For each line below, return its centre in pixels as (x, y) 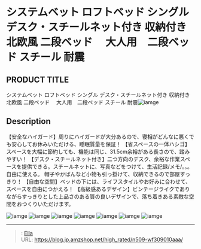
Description (28, 121)
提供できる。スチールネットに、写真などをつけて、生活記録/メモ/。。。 (107, 166)
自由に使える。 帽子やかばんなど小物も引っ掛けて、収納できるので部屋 (93, 174)
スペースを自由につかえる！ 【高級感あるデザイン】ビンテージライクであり (98, 189)
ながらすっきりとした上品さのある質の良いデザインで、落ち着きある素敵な (98, 196)
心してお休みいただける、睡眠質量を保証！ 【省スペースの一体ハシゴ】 (103, 144)
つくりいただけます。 (48, 204)
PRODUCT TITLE (38, 79)
